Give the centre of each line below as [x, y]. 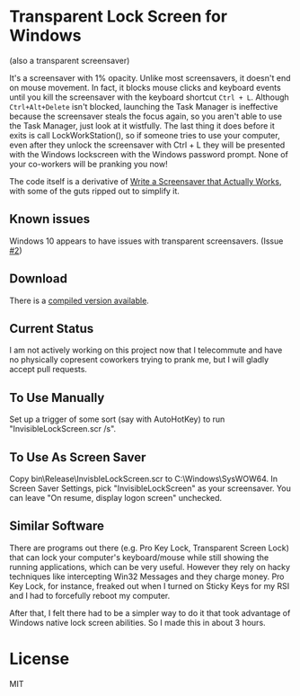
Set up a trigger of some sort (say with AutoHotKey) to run [117, 419]
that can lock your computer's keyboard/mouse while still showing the [139, 557]
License [40, 659]
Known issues [50, 219]
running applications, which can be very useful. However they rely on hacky [150, 567]
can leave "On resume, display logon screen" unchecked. [116, 498]
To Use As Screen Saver [78, 457]
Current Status [52, 329]
